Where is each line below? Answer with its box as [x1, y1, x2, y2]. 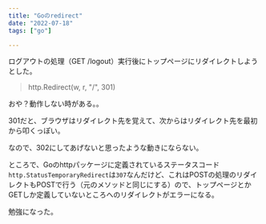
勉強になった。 [8, 207, 58, 217]
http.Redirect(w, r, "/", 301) [27, 82, 116, 92]
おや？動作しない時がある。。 [8, 99, 103, 109]
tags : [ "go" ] [8, 26, 52, 34]
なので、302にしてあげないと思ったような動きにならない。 [8, 143, 204, 153]
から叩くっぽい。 [8, 126, 65, 136]
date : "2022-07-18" [8, 19, 74, 27]
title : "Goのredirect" [8, 11, 83, 20]
